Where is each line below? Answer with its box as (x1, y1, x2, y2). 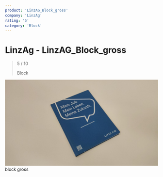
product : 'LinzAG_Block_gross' (5, 8, 68, 13)
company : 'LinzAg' (5, 13, 42, 18)
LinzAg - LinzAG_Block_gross (5, 45, 127, 56)
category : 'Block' (5, 23, 42, 28)
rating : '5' (5, 18, 29, 23)
